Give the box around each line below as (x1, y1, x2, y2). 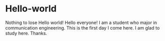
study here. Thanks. (5, 30, 47, 36)
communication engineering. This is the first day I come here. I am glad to (5, 24, 160, 30)
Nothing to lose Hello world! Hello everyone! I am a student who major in (5, 19, 157, 25)
